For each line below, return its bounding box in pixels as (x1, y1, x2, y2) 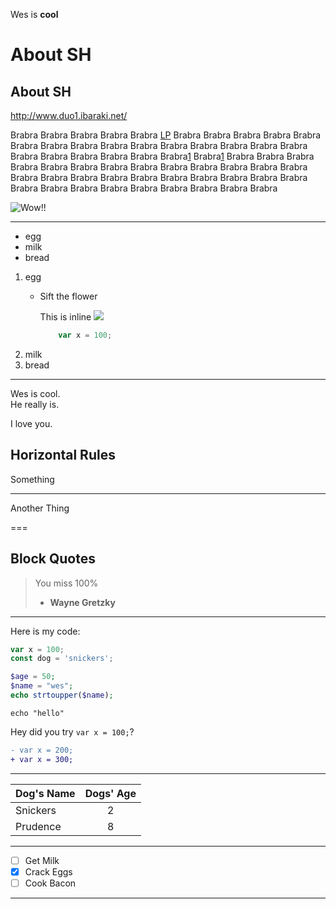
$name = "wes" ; (10, 681, 74, 691)
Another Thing (10, 502, 70, 514)
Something (10, 473, 55, 485)
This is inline (39, 311, 92, 323)
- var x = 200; (10, 745, 74, 755)
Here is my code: (10, 625, 81, 637)
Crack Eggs (24, 865, 73, 878)
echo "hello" (10, 708, 65, 718)
